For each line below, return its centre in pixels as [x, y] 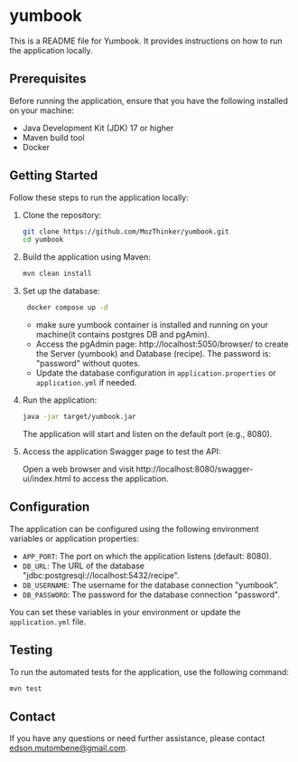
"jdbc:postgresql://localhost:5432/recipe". [101, 575]
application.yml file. [48, 622]
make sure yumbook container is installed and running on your [152, 325]
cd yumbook [43, 240]
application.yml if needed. [86, 383]
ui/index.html [47, 478]
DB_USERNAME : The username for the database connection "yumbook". [151, 585]
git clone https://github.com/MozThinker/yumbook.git [126, 232]
